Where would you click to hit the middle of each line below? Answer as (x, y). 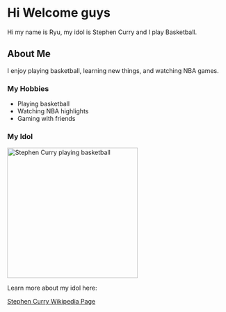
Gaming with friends (46, 119)
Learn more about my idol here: (52, 288)
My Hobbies (28, 88)
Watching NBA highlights (53, 111)
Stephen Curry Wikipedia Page (51, 302)
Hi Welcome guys (59, 13)
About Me (29, 54)
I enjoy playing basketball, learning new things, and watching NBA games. (113, 70)
